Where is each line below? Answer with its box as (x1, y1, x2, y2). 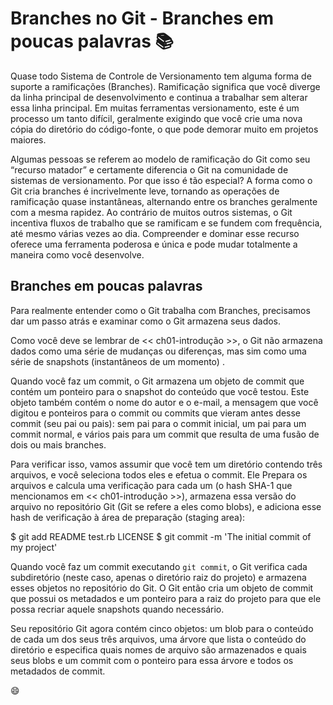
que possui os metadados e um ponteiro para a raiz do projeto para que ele (10, 592, 322, 604)
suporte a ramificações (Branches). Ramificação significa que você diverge (10, 80, 321, 92)
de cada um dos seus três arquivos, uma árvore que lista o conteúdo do (10, 633, 307, 645)
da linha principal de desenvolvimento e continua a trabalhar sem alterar (10, 91, 308, 103)
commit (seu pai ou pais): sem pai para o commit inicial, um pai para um (10, 417, 307, 429)
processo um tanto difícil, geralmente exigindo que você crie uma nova (10, 112, 303, 124)
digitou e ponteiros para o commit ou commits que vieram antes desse (10, 407, 302, 419)
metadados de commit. (10, 665, 106, 677)
